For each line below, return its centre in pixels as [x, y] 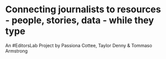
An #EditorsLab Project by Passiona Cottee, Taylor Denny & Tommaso [79, 45]
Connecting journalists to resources [83, 9]
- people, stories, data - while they [80, 20]
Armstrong [17, 51]
